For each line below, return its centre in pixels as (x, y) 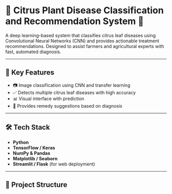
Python (21, 142)
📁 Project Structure (36, 185)
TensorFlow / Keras (34, 148)
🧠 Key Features (30, 73)
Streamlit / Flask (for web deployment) (54, 164)
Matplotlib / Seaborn (35, 158)
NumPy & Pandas (31, 153)
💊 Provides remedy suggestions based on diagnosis (68, 106)
